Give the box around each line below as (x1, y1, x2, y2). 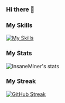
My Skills (6, 21, 33, 29)
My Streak (6, 77, 36, 85)
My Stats (6, 49, 32, 58)
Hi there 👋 (6, 5, 35, 14)
